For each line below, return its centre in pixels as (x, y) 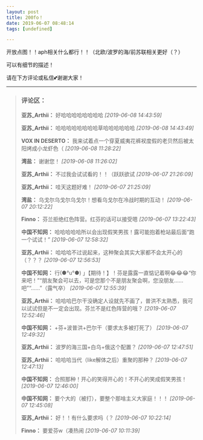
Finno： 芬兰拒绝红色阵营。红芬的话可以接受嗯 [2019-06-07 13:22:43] (108, 219)
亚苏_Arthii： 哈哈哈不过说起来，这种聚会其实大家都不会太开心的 (102, 252)
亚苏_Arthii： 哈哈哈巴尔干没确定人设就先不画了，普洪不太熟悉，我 (105, 301)
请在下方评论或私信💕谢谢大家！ (45, 78)
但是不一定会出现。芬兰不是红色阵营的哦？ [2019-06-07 (107, 308)
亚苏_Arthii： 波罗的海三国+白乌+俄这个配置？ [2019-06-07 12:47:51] (107, 347)
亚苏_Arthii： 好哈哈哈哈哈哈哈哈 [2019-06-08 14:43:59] (91, 115)
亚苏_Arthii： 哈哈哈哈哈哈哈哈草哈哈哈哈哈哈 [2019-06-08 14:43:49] (108, 128)
